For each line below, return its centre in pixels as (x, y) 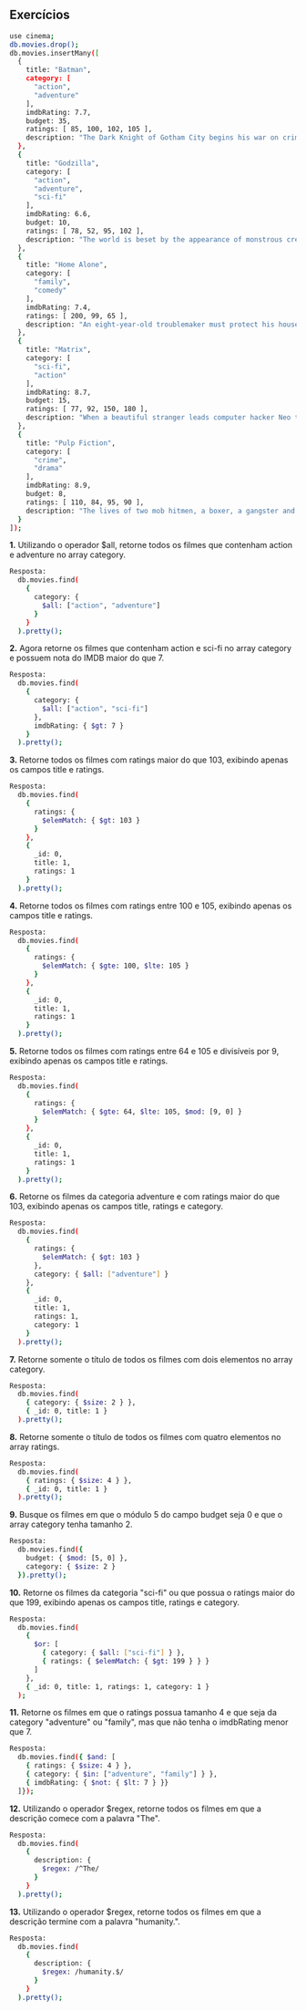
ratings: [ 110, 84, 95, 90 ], (85, 502)
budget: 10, (48, 223)
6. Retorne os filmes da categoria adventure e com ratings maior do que (145, 1197)
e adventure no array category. (67, 555)
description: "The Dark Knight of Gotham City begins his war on (153, 138)
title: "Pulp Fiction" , (71, 443)
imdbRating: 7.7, (59, 112)
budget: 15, (48, 400)
